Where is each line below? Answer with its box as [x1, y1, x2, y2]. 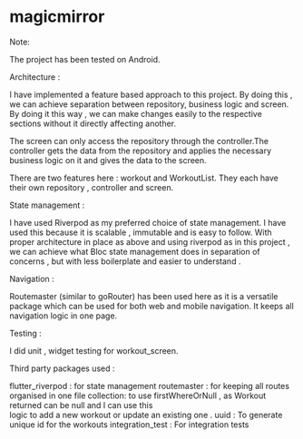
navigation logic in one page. [9, 310, 118, 321]
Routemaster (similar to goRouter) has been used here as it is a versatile [9, 290, 279, 301]
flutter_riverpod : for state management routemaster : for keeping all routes [9, 380, 290, 391]
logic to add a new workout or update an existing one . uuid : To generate [9, 409, 283, 420]
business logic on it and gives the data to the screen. [9, 154, 207, 165]
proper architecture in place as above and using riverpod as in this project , [9, 236, 290, 247]
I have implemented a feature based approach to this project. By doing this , [9, 89, 293, 100]
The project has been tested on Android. [9, 54, 161, 64]
